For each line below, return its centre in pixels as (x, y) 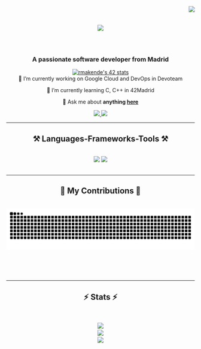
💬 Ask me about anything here (100, 102)
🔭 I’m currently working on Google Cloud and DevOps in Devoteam (100, 79)
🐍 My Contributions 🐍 (100, 191)
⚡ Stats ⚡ (100, 297)
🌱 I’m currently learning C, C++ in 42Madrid (100, 90)
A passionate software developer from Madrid (100, 59)
